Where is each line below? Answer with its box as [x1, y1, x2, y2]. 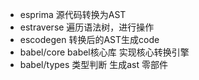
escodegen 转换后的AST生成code [19, 34, 160, 45]
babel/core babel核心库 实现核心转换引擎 [19, 46, 190, 58]
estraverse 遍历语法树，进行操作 [19, 21, 155, 33]
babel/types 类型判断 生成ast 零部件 [19, 59, 169, 70]
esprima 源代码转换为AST [19, 9, 127, 20]
